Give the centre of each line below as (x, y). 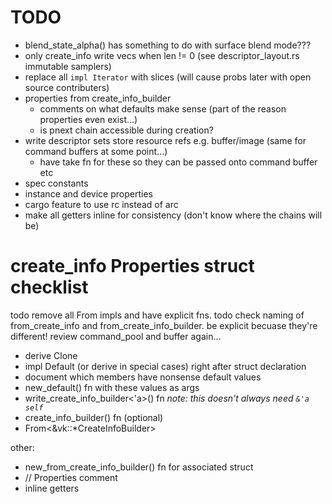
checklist (49, 287)
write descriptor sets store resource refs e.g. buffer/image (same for (165, 140)
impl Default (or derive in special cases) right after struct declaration (165, 366)
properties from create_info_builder (98, 98)
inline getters (52, 488)
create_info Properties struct (132, 266)
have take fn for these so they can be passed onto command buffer (178, 162)
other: (22, 447)
